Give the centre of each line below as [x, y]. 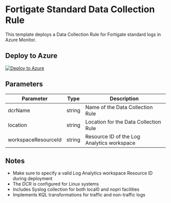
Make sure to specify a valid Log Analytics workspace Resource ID [82, 173]
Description [124, 98]
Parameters [24, 84]
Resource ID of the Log [113, 136]
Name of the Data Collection [119, 107]
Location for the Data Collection [123, 122]
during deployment [33, 179]
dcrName [19, 110]
